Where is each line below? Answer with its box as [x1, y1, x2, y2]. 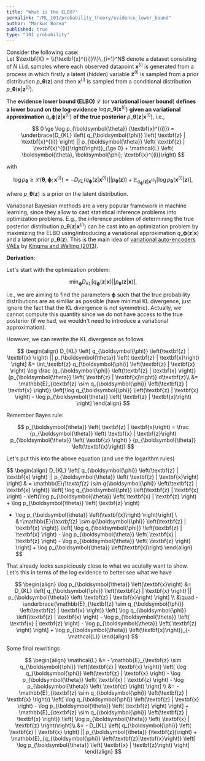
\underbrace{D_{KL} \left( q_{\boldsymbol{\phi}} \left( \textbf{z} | [20, 131, 186, 139]
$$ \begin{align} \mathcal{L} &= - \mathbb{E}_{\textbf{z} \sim [25, 657, 182, 664]
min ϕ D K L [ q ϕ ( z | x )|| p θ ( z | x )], [69, 277, 137, 287]
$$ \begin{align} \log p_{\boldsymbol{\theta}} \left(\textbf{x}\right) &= [14, 581, 192, 588]
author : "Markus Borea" [6, 20, 68, 26]
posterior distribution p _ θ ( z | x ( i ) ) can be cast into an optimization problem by [6, 222, 199, 230]
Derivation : [6, 254, 36, 261]
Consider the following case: [6, 48, 79, 56]
